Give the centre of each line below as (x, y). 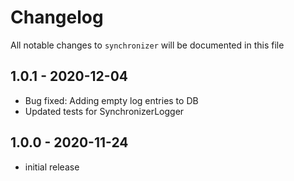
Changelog (57, 17)
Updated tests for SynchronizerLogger (104, 111)
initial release (52, 167)
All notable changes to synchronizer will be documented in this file (147, 45)
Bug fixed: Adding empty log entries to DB (111, 100)
